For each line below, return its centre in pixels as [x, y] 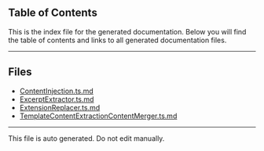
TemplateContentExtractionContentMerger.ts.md [98, 116]
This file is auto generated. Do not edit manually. [86, 138]
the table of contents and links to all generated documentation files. [117, 40]
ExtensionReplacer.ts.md [60, 107]
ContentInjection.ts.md [57, 91]
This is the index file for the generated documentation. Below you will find [127, 31]
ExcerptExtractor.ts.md [57, 99]
